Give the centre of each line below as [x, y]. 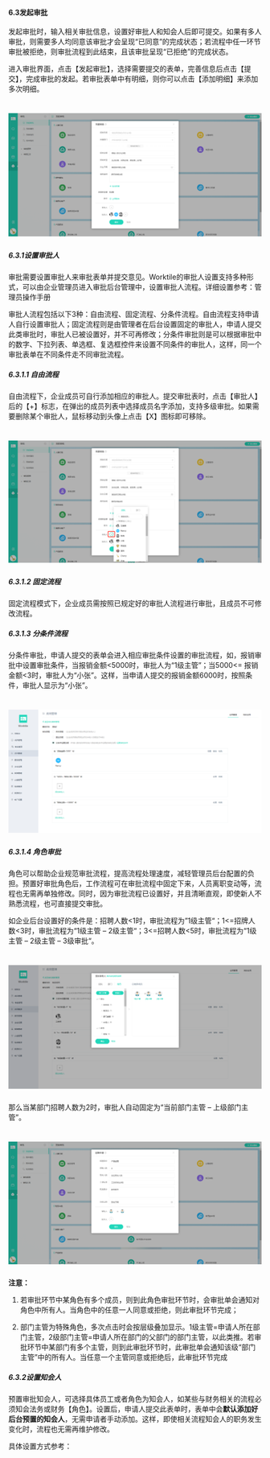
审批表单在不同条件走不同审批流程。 [68, 354]
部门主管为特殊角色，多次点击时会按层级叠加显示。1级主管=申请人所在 [136, 1327]
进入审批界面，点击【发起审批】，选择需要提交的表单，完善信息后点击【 [126, 69]
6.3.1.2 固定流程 [35, 581]
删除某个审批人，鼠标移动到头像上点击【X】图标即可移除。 [112, 416]
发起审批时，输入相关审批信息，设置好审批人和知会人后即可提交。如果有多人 [135, 31]
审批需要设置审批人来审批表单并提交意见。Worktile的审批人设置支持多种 [128, 277]
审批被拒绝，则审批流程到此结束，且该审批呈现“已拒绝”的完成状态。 [121, 51]
